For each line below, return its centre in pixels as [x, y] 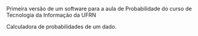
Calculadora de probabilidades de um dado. [62, 27]
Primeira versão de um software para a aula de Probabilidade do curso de [99, 9]
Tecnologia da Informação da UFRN [51, 15]
